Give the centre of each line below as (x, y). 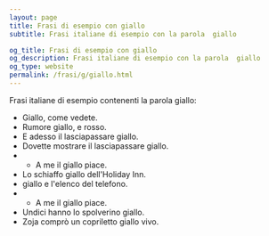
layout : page (33, 17)
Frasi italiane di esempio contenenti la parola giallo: (103, 100)
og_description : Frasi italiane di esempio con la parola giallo (135, 59)
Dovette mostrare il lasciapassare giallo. (95, 146)
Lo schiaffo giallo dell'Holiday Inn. (84, 174)
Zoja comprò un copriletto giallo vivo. (90, 221)
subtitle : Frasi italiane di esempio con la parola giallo (123, 34)
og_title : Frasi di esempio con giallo (83, 50)
